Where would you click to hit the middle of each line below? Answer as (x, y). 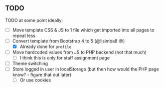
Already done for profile (46, 46)
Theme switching (30, 63)
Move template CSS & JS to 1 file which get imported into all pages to (83, 30)
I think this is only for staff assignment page (65, 58)
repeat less (24, 35)
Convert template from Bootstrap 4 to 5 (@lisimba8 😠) (69, 41)
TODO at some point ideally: (34, 20)
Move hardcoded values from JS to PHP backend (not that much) (80, 52)
